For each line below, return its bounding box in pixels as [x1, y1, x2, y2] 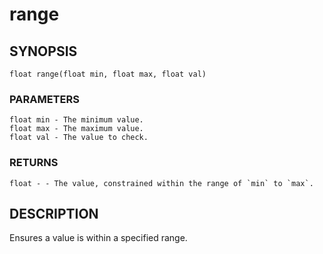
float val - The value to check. [9, 133, 149, 143]
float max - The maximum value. [9, 124, 144, 134]
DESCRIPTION [9, 205, 99, 222]
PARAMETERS [9, 92, 80, 106]
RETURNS [9, 156, 59, 170]
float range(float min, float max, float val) [9, 69, 207, 79]
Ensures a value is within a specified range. [9, 232, 188, 244]
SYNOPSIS [9, 43, 78, 60]
